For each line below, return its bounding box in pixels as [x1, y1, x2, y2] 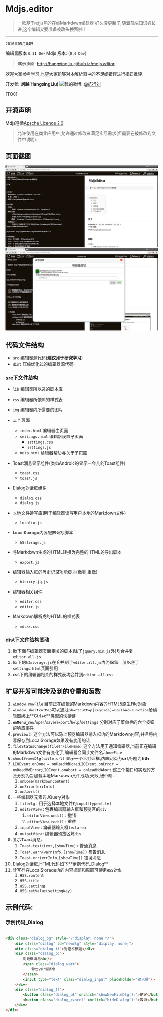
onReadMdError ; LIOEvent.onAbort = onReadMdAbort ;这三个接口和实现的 [12, 767, 151, 773]
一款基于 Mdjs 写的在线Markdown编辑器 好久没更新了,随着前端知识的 [17, 20, 152, 26]
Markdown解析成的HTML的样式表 [12, 613, 80, 619]
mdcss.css [19, 624, 40, 629]
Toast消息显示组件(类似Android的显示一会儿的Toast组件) [12, 460, 126, 466]
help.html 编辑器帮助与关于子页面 [19, 450, 88, 456]
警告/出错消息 [31, 967, 56, 971]
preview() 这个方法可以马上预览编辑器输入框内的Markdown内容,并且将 [12, 731, 154, 737]
